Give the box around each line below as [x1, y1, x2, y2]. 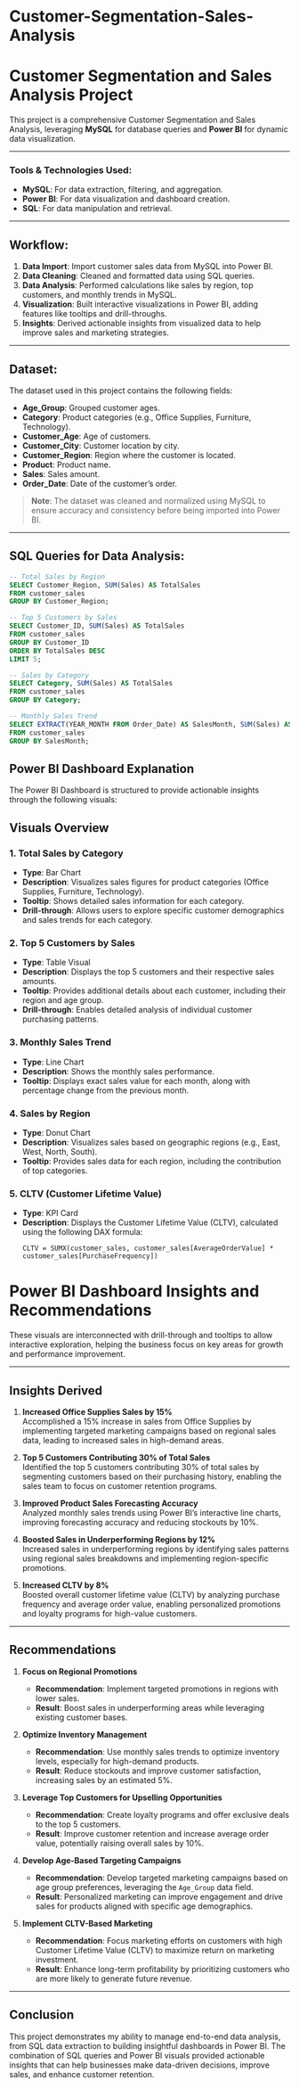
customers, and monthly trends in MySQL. [21, 290, 177, 300]
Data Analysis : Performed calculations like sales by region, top [21, 280, 254, 291]
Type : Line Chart [21, 1056, 85, 1067]
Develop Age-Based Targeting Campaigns [21, 1854, 182, 1865]
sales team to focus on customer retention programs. [21, 1481, 218, 1492]
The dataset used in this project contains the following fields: [9, 385, 233, 396]
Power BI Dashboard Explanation [9, 761, 195, 777]
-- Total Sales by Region [9, 572, 105, 581]
